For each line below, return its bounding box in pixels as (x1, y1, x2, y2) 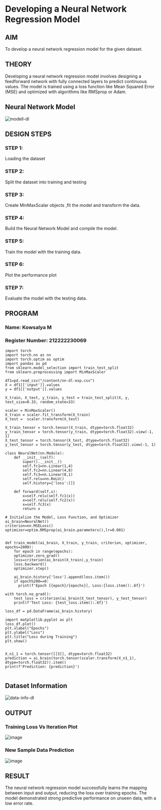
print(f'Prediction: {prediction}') (5, 664, 80, 669)
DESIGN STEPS (5, 130, 52, 139)
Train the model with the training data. (5, 249, 81, 255)
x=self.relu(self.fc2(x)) (22, 498, 76, 503)
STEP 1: (5, 144, 23, 151)
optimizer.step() (14, 566, 49, 571)
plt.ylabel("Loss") (5, 630, 45, 635)
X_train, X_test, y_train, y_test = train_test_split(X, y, (5, 395, 130, 400)
